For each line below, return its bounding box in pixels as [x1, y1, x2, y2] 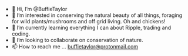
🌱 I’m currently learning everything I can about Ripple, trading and [11, 24, 172, 31]
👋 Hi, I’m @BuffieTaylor [11, 6, 68, 12]
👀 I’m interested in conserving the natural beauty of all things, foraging [11, 12, 183, 19]
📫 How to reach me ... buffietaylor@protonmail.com [11, 43, 139, 50]
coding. [11, 30, 31, 37]
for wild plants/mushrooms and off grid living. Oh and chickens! [11, 18, 166, 24]
